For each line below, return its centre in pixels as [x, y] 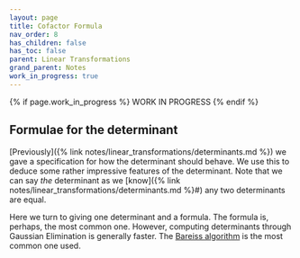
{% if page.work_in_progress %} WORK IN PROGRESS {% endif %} [134, 102]
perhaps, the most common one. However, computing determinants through [150, 227]
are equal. [28, 200]
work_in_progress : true [54, 76]
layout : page [34, 18]
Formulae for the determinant [94, 130]
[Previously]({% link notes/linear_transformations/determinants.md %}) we [148, 151]
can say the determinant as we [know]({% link [95, 180]
